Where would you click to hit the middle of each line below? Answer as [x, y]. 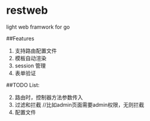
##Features [20, 38]
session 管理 [30, 66]
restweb [27, 10]
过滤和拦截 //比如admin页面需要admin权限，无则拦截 [79, 104]
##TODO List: [23, 85]
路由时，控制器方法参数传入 [49, 97]
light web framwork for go [38, 27]
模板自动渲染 [30, 58]
